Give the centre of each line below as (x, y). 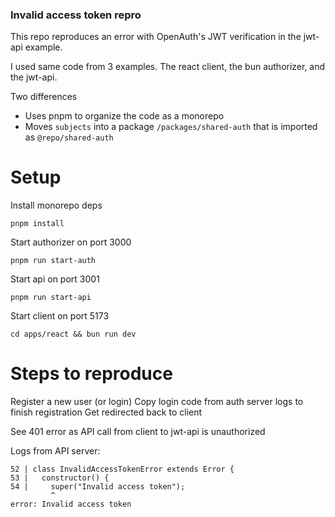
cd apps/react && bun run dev (73, 334)
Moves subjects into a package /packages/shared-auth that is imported (171, 127)
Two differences (44, 97)
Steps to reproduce (91, 374)
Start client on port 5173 (60, 316)
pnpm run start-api (51, 298)
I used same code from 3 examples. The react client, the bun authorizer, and (168, 67)
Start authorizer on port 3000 (71, 242)
